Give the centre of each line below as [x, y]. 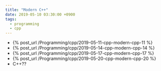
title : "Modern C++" [27, 10]
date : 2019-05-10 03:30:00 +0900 [40, 14]
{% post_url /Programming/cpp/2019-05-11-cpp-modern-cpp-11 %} [83, 42]
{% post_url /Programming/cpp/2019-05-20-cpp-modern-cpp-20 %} [84, 58]
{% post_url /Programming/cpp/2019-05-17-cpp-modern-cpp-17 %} [83, 53]
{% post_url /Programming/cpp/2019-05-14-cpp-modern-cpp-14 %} [84, 48]
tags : [11, 19]
